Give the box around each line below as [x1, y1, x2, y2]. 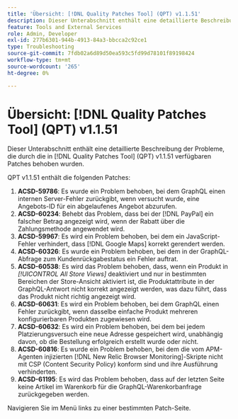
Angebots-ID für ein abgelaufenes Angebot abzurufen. [17, 202, 177, 211]
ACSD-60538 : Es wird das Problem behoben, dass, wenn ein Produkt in [17, 263, 229, 271]
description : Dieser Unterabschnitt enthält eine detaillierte [7, 17, 198, 24]
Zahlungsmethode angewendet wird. [17, 224, 125, 234]
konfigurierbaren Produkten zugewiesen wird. [17, 315, 152, 323]
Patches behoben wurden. [7, 160, 85, 168]
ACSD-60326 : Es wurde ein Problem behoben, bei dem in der [17, 247, 199, 256]
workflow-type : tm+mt [7, 57, 72, 64]
